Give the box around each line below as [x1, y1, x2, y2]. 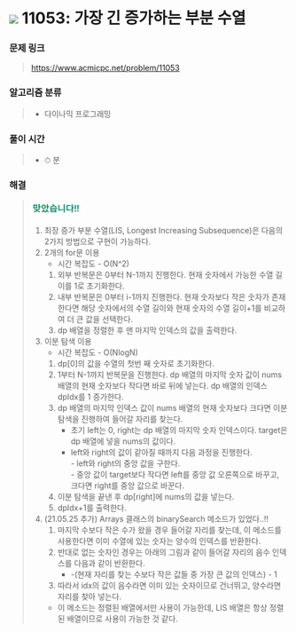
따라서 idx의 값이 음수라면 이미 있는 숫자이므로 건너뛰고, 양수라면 [57, 581, 282, 591]
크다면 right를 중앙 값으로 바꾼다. [70, 480, 184, 491]
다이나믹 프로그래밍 [43, 108, 112, 119]
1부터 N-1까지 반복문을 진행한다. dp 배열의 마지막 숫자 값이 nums [57, 369, 282, 380]
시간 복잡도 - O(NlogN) [57, 347, 139, 358]
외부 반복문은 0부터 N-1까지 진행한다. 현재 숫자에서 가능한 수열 [57, 270, 274, 280]
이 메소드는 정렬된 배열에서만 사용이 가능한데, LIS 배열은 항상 [57, 603, 268, 613]
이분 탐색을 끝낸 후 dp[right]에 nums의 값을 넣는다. [57, 492, 235, 502]
